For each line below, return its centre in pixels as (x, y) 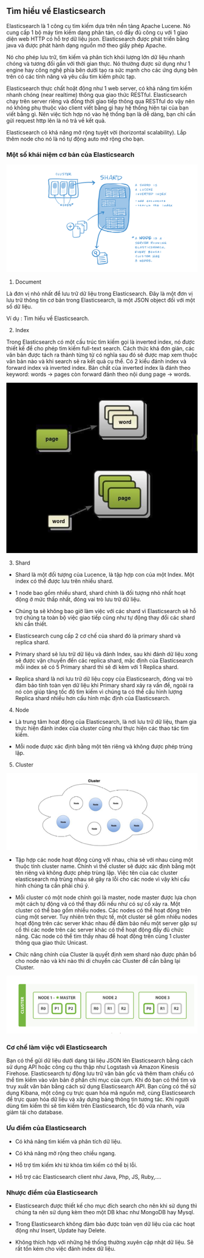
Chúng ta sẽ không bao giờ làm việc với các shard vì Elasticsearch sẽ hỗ (105, 611)
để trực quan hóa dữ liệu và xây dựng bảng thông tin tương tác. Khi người (98, 1099)
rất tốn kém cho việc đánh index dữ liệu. (65, 1248)
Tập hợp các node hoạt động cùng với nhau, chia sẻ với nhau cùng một (104, 860)
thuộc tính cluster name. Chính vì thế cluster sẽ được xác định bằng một (105, 866)
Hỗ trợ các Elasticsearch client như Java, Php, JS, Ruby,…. (88, 1176)
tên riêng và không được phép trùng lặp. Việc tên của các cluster (96, 873)
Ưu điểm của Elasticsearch (46, 1128)
